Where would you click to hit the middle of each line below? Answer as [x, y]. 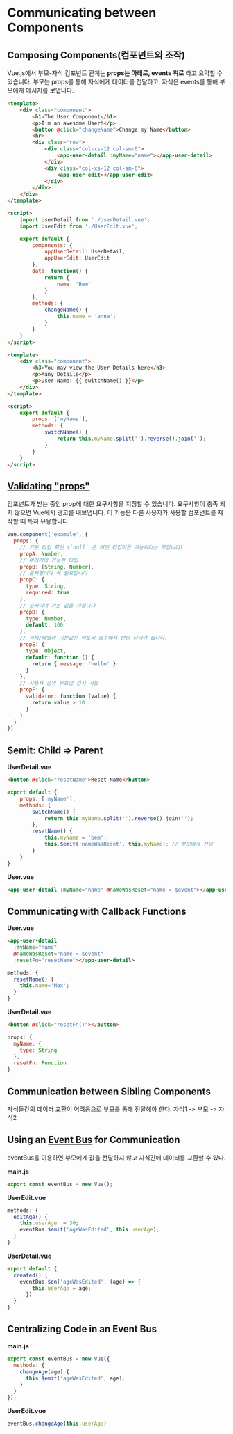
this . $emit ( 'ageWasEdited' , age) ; [76, 1378]
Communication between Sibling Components [109, 1091]
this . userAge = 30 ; [49, 1223]
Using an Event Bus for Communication [94, 1140]
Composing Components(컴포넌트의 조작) [96, 55]
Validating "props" [49, 486]
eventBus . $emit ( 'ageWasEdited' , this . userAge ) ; [89, 1230]
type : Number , [46, 618]
